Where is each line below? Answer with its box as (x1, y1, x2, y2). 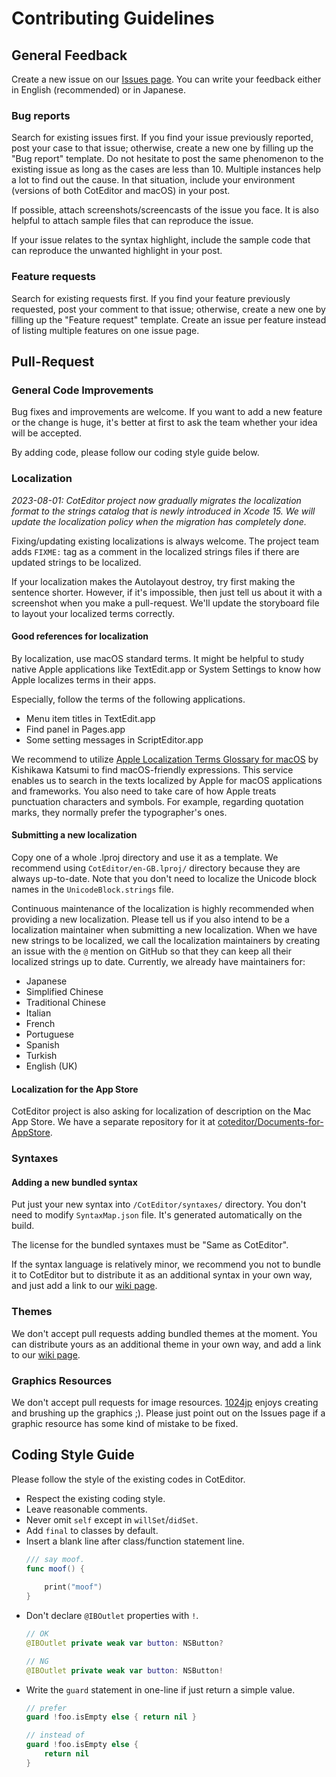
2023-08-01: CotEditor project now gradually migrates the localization (11, 494, 302, 506)
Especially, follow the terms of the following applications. (11, 693, 246, 705)
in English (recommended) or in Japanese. (11, 84, 186, 96)
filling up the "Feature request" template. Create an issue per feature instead (11, 313, 327, 326)
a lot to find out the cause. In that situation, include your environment (11, 174, 296, 186)
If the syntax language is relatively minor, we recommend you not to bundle (11, 1258, 322, 1271)
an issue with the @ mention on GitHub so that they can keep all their (11, 945, 293, 957)
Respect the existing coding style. (25, 1492, 166, 1504)
